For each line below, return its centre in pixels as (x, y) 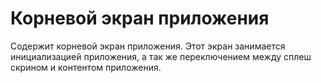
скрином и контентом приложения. (86, 67)
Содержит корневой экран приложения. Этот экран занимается (148, 46)
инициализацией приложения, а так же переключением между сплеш (161, 56)
